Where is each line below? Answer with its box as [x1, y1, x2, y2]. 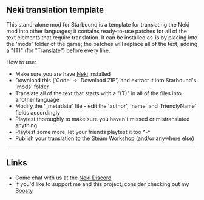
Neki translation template [6, 5, 104, 15]
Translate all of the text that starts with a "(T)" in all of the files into [15, 89, 182, 96]
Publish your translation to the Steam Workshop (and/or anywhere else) [15, 135, 194, 142]
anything [15, 121, 38, 129]
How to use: [6, 58, 36, 65]
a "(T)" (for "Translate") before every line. [6, 47, 110, 54]
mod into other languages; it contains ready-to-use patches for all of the [6, 27, 187, 35]
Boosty [15, 187, 33, 194]
